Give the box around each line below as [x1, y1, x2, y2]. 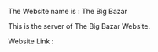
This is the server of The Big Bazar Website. [8, 22, 151, 30]
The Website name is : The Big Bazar [8, 7, 128, 16]
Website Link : [8, 36, 54, 46]
